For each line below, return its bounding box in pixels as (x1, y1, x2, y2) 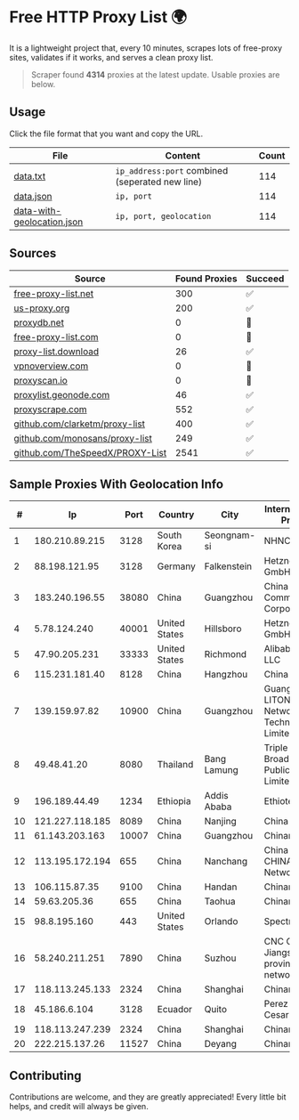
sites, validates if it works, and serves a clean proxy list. (9, 52, 214, 62)
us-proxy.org (13, 302, 70, 314)
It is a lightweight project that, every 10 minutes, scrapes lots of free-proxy (9, 42, 283, 53)
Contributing (9, 1067, 82, 1083)
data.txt (13, 170, 46, 183)
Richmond (204, 648, 247, 661)
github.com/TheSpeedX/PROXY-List (13, 446, 167, 459)
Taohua (204, 896, 236, 908)
